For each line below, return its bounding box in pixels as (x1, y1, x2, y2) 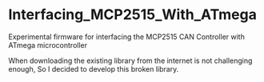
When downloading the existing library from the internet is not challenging (8, 56, 253, 65)
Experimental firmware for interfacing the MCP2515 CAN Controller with (8, 32, 246, 41)
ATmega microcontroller (8, 40, 88, 49)
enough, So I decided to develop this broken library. (8, 64, 179, 73)
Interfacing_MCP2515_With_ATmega (8, 6, 258, 24)
